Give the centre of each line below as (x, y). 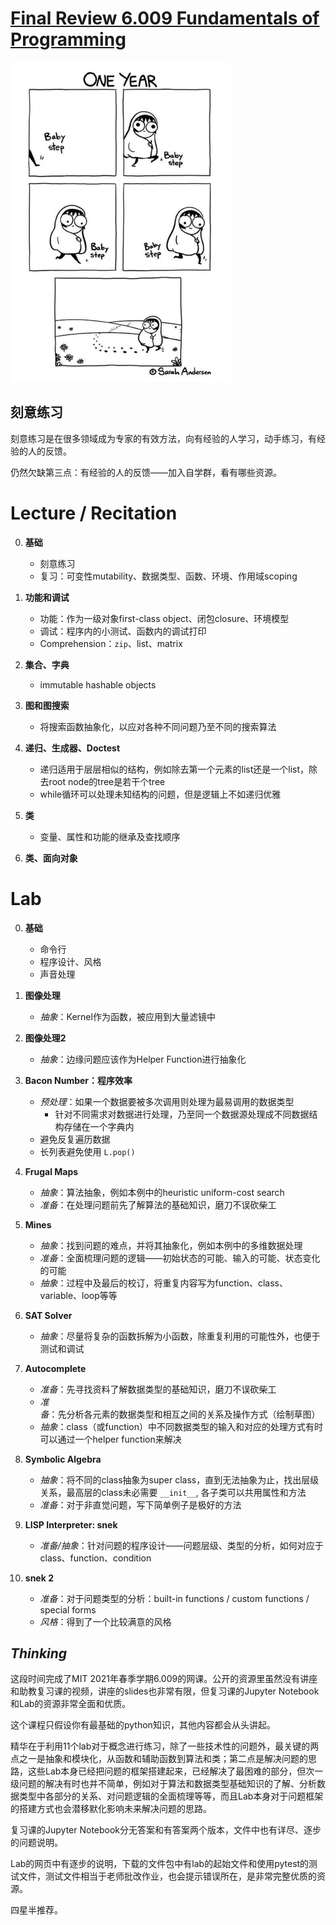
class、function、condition (95, 1558)
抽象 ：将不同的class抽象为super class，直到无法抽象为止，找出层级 (179, 1479)
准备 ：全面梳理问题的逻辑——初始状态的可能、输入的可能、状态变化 (180, 1258)
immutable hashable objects (98, 684)
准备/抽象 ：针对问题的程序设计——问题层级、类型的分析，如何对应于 (181, 1545)
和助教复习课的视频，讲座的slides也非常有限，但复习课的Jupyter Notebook (165, 1691)
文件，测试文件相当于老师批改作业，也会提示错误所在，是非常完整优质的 (167, 1876)
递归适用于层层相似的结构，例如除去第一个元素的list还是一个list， (174, 769)
